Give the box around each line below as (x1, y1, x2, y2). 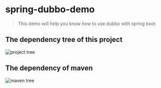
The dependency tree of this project (5, 35, 123, 44)
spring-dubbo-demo (5, 4, 95, 15)
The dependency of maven (5, 64, 93, 73)
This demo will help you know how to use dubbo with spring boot (17, 20, 156, 27)
